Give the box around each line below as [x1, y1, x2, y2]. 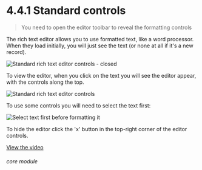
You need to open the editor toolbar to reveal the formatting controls [21, 24, 192, 31]
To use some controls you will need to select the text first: [6, 101, 151, 109]
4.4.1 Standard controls [6, 4, 126, 18]
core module [6, 157, 38, 165]
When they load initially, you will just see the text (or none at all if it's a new [6, 42, 194, 49]
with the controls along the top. [6, 78, 84, 86]
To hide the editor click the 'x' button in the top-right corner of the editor [6, 125, 187, 132]
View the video [6, 143, 44, 151]
